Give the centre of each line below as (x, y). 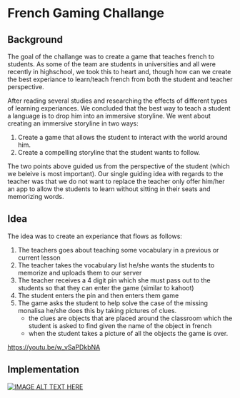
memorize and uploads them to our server (80, 272)
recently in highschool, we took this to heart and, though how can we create (119, 72)
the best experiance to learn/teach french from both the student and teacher (120, 79)
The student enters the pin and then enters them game (98, 295)
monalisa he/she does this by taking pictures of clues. (97, 310)
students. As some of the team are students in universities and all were (112, 64)
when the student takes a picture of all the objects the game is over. (128, 333)
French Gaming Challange (86, 13)
